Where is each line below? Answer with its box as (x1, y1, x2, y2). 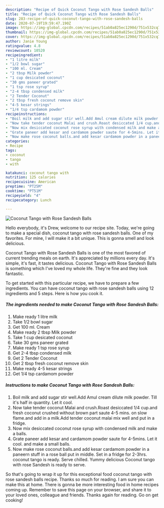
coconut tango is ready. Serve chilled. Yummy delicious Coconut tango (12, 457, 155, 463)
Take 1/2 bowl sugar (12, 319, 53, 325)
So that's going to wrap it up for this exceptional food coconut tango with (5, 471, 152, 477)
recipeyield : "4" (5, 193, 41, 198)
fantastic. (5, 271, 24, 276)
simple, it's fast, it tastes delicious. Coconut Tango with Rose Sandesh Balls (5, 260, 157, 266)
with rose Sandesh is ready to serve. (12, 462, 86, 468)
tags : (5, 148, 17, 153)
